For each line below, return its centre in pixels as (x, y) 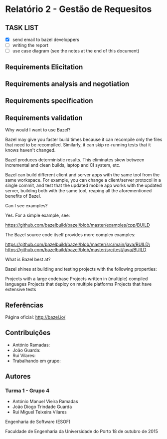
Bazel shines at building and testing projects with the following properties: (81, 269)
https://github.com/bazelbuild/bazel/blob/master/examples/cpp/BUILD (78, 225)
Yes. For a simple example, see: (38, 215)
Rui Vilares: (24, 355)
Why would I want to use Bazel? (38, 130)
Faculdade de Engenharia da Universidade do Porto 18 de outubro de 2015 (82, 432)
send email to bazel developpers (46, 39)
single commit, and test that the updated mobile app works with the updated (83, 185)
